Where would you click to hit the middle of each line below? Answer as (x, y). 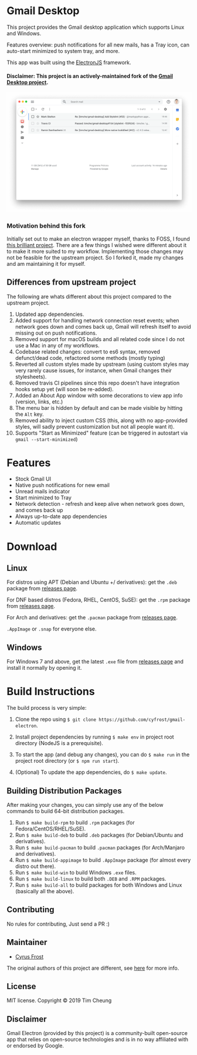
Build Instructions (51, 692)
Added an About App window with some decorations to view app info (99, 395)
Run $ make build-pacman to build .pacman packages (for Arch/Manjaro (100, 847)
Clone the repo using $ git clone (55, 719)
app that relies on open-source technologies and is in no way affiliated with (98, 1040)
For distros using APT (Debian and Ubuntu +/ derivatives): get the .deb (92, 582)
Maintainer (27, 942)
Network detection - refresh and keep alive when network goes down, (100, 504)
